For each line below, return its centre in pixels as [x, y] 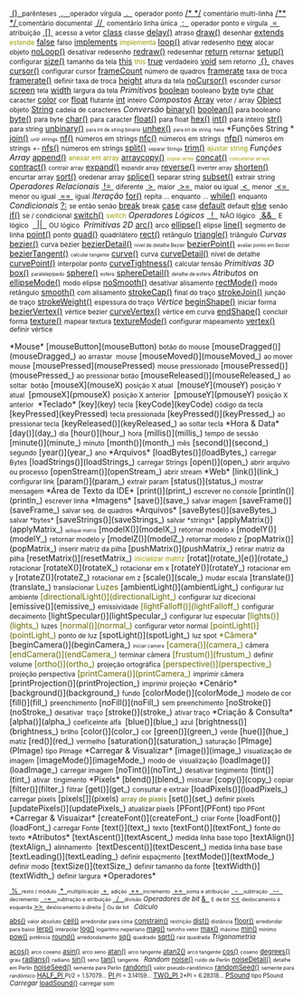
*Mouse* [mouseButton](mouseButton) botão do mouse [109, 346]
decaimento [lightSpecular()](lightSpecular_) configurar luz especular [128, 616]
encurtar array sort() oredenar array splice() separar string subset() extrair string [142, 177]
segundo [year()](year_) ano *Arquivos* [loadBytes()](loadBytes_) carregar [143, 452]
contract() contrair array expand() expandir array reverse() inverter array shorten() [139, 167]
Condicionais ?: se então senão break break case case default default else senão [149, 206]
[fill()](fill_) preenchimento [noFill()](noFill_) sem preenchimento [117, 702]
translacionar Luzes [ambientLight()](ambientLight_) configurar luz [169, 587]
